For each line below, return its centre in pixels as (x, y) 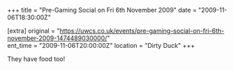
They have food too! (36, 59)
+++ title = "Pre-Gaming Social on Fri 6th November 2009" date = (102, 10)
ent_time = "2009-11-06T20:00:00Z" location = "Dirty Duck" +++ (101, 45)
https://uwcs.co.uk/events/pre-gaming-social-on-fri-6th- (142, 31)
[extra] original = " (34, 31)
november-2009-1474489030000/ (57, 38)
